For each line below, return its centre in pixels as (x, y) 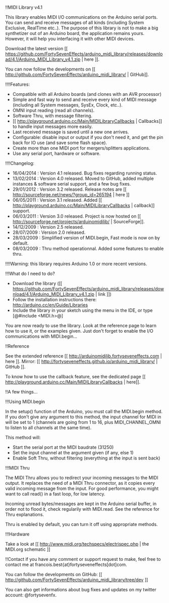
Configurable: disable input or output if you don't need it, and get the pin (88, 137)
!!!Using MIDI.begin (25, 402)
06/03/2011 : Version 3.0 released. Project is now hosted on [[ (77, 216)
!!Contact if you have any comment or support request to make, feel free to (83, 559)
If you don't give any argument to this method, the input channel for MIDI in (83, 417)
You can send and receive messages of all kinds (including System (75, 23)
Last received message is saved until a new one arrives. (71, 132)
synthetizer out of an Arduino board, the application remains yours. (75, 33)
